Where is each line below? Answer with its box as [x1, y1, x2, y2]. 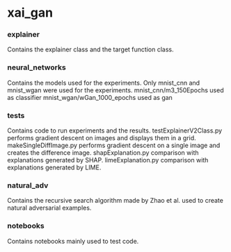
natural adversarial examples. [7, 203, 92, 212]
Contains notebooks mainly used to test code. [7, 237, 139, 245]
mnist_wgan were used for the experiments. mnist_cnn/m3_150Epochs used [7, 85, 224, 94]
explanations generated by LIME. [7, 163, 102, 171]
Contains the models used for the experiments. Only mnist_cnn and [7, 78, 200, 87]
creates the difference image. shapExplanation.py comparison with [7, 149, 200, 157]
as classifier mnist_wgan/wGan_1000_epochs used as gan [7, 93, 173, 101]
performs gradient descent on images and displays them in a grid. [7, 134, 196, 142]
